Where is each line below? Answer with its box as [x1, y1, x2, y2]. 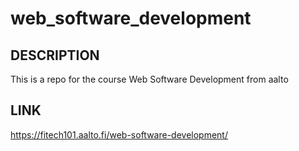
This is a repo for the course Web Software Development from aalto [10, 73, 289, 85]
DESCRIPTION [10, 47, 100, 64]
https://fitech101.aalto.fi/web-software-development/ [10, 128, 228, 141]
